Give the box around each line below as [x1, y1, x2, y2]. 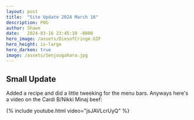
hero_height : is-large [6, 42, 62, 48]
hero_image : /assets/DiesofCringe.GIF [6, 36, 101, 42]
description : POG [6, 19, 49, 25]
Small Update [6, 74, 56, 84]
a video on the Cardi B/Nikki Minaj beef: [6, 96, 103, 103]
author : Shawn [6, 25, 41, 31]
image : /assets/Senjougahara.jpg [6, 52, 88, 58]
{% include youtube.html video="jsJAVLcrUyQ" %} [6, 107, 130, 115]
